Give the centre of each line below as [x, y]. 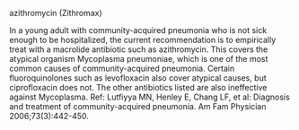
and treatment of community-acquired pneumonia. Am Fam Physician [138, 106]
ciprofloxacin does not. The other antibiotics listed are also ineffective [138, 87]
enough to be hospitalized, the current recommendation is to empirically [143, 40]
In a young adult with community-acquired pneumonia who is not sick [138, 30]
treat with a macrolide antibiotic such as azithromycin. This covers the [139, 49]
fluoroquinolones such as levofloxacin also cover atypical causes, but [138, 78]
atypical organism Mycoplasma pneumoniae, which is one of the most [139, 59]
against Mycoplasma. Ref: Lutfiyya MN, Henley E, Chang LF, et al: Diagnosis [149, 97]
